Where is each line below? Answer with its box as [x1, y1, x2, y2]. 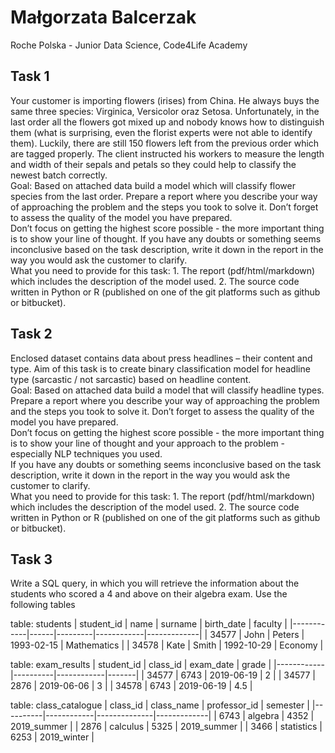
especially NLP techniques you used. [10, 447, 163, 460]
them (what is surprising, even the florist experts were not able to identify [10, 126, 313, 138]
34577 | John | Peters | [209, 629, 305, 641]
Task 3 [10, 551, 53, 568]
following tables [10, 599, 76, 611]
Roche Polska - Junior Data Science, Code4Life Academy [10, 39, 248, 51]
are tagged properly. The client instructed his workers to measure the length [10, 147, 325, 160]
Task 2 [10, 326, 53, 343]
